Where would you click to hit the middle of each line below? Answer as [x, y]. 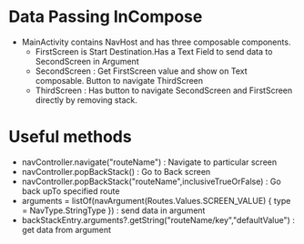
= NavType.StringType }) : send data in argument [113, 210]
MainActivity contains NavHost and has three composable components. [156, 42]
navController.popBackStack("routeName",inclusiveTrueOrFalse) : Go [151, 181]
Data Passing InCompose [106, 17]
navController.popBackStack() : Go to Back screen [116, 171]
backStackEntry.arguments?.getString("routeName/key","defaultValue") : [158, 219]
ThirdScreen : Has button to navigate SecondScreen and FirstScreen [164, 90]
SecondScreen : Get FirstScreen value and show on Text [141, 71]
